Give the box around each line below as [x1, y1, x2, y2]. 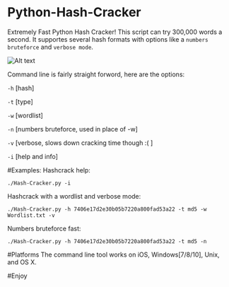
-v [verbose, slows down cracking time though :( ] [7, 139, 153, 147]
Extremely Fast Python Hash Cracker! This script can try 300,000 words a [7, 28, 223, 36]
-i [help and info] [7, 152, 59, 160]
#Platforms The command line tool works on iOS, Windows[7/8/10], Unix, [7, 250, 221, 259]
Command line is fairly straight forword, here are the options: [7, 70, 185, 78]
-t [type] [7, 97, 33, 106]
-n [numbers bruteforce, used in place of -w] [7, 124, 138, 133]
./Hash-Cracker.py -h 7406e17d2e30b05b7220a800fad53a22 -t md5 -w [7, 206, 207, 213]
